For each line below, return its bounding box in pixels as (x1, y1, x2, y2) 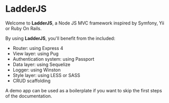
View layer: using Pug (12, 50, 59, 57)
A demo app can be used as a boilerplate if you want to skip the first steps (5, 87, 162, 93)
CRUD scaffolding (12, 78, 51, 84)
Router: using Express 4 (12, 45, 64, 51)
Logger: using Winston (12, 67, 61, 73)
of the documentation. (5, 93, 52, 99)
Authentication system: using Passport (12, 56, 95, 62)
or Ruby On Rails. (5, 25, 42, 31)
